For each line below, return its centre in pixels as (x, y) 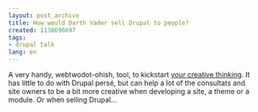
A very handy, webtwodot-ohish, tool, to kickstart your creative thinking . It (129, 75)
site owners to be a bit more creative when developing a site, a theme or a (129, 91)
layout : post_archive (44, 15)
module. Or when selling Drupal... (63, 100)
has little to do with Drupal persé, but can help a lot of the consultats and (127, 83)
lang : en (23, 52)
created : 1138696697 (42, 30)
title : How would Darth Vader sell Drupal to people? (99, 23)
